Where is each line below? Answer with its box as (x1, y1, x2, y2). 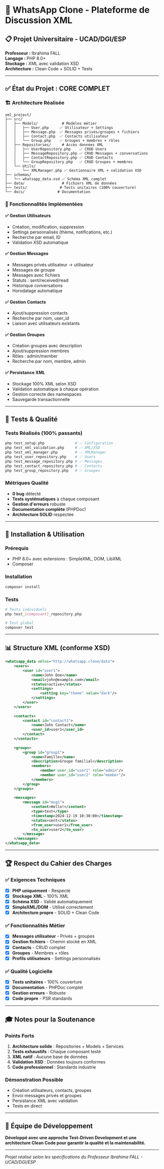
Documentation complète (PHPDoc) (12, 506, 86, 512)
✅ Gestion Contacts (5, 299, 46, 305)
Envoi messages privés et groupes (12, 1093, 82, 1099)
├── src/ (5, 117, 23, 122)
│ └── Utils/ (5, 164, 36, 169)
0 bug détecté (12, 490, 41, 496)
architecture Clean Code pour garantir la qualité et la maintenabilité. (5, 1140, 146, 1146)
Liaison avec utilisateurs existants (12, 320, 80, 326)
